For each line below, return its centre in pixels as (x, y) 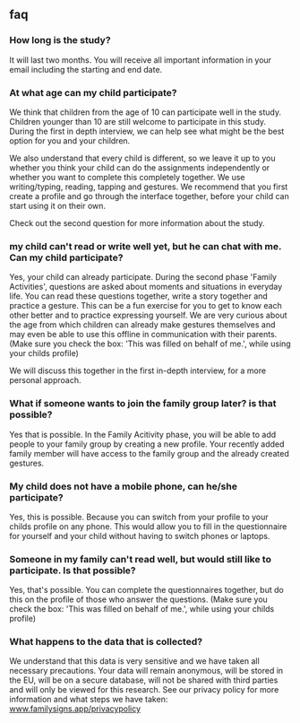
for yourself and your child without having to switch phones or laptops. (140, 536)
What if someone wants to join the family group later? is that (143, 404)
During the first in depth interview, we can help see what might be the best (147, 131)
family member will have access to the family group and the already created (149, 453)
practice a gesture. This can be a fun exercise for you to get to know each (146, 306)
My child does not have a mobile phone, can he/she (123, 486)
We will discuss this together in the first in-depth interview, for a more (138, 370)
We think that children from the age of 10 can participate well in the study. (146, 112)
